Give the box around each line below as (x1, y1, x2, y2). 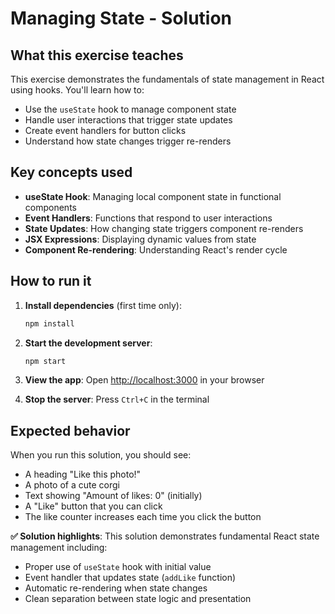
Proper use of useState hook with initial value (24, 561, 212, 573)
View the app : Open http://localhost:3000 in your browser (24, 374, 265, 386)
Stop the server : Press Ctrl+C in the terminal (24, 393, 210, 406)
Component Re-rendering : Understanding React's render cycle (24, 243, 288, 256)
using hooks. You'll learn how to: (10, 84, 145, 96)
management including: (10, 542, 108, 554)
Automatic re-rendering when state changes (24, 582, 208, 594)
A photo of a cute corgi (24, 479, 120, 491)
